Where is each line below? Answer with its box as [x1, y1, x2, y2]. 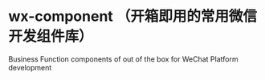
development [8, 62, 52, 72]
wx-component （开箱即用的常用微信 [8, 7, 257, 26]
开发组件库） [8, 27, 94, 46]
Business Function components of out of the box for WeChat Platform [8, 54, 238, 64]
